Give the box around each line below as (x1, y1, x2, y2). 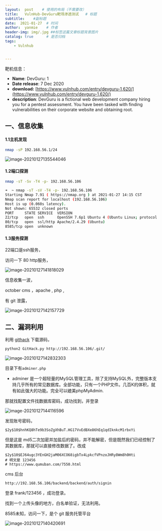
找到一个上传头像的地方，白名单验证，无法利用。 (5, 500, 103, 506)
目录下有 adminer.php (5, 365, 46, 371)
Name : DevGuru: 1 (12, 75, 49, 81)
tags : (5, 39, 16, 44)
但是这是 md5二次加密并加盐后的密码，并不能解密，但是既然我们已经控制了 (5, 437, 156, 442)
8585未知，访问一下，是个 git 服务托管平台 (5, 511, 91, 516)
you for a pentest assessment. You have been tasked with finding (12, 101, 143, 107)
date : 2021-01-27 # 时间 (5, 20, 58, 26)
